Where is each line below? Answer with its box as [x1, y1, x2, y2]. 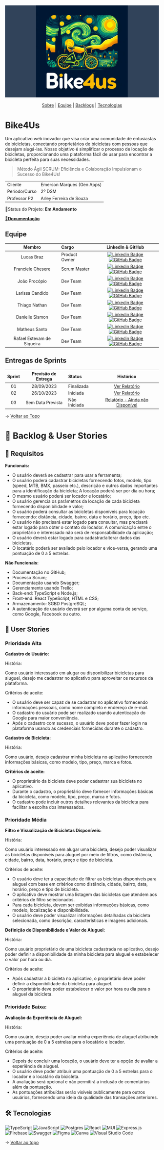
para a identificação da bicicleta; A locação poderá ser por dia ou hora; [12, 487, 156, 493]
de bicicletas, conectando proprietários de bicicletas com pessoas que [5, 141, 148, 147]
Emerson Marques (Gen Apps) [41, 182, 102, 188]
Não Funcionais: [5, 560, 39, 565]
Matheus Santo [17, 326, 48, 332]
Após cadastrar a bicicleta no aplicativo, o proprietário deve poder [12, 975, 146, 981]
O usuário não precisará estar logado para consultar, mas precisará [12, 519, 148, 525]
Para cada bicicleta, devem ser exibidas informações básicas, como [12, 902, 149, 908]
